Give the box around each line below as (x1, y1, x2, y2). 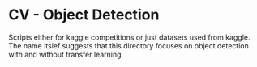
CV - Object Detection (8, 6, 160, 24)
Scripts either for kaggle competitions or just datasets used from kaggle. (8, 32, 251, 42)
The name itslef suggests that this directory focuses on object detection (8, 40, 250, 50)
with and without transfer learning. (8, 49, 124, 59)
